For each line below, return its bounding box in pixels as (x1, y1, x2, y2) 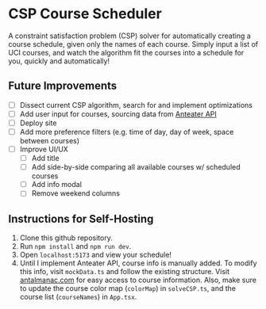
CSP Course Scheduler (8, 5, 163, 23)
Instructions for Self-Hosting (8, 212, 154, 226)
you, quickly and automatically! (8, 56, 110, 66)
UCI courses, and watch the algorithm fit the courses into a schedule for (8, 48, 245, 57)
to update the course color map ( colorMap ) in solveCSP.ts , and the (19, 284, 237, 293)
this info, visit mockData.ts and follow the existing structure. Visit (19, 267, 230, 277)
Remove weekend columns (31, 189, 121, 198)
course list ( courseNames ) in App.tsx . (19, 292, 137, 302)
